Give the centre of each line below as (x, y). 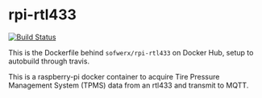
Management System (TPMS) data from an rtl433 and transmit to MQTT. (129, 85)
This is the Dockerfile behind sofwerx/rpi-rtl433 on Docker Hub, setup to (131, 52)
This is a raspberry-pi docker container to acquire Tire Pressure (114, 76)
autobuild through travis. (49, 61)
